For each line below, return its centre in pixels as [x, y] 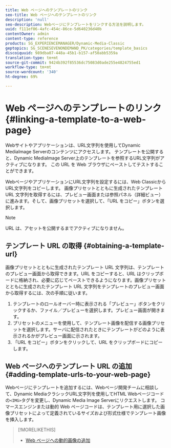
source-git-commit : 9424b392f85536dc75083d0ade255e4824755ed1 [73, 63]
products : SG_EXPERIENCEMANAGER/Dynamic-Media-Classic [65, 44]
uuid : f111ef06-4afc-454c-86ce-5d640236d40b [54, 29]
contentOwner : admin [27, 34]
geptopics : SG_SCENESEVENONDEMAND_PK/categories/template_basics [76, 48]
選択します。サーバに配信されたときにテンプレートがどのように [93, 329]
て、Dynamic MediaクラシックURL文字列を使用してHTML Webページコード [85, 394]
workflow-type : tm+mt [28, 67]
